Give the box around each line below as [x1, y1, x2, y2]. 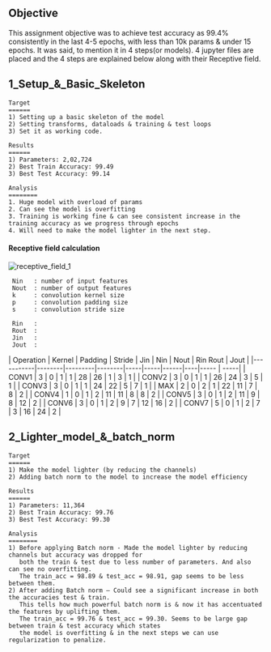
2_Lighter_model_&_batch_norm [8, 430, 176, 444]
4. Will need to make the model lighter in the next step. [8, 226, 212, 234]
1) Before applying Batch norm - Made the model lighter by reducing [8, 543, 248, 552]
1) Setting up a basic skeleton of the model [8, 113, 164, 121]
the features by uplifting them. [8, 607, 121, 616]
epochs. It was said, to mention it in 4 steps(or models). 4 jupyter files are [8, 45, 254, 55]
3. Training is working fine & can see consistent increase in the [8, 212, 241, 220]
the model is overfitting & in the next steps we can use [19, 629, 219, 637]
